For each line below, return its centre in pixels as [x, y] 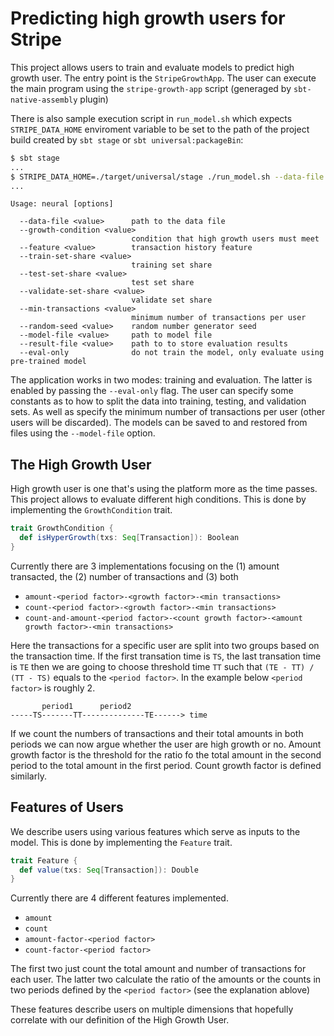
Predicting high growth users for [148, 18]
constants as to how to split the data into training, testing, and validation [158, 401]
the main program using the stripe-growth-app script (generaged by [151, 88]
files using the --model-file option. [83, 433]
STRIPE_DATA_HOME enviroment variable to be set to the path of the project [160, 129]
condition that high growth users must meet [225, 239]
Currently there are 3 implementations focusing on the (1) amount [145, 566]
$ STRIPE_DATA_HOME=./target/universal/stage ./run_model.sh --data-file [167, 177]
